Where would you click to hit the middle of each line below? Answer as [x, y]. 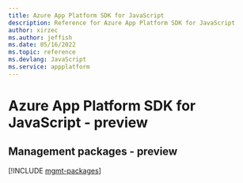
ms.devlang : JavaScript [47, 60]
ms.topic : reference [42, 52]
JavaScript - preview [78, 122]
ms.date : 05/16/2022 [42, 45]
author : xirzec [33, 30]
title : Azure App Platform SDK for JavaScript [86, 15]
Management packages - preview [93, 152]
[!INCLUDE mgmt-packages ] [55, 170]
